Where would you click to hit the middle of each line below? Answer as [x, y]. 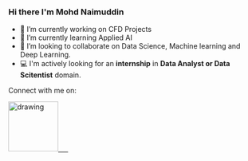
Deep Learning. [45, 55]
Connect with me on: [43, 91]
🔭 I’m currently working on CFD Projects [86, 29]
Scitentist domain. [50, 75]
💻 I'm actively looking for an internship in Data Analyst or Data [125, 64]
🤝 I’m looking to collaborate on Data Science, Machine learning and [130, 46]
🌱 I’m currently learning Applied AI [76, 37]
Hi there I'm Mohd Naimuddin [66, 12]
